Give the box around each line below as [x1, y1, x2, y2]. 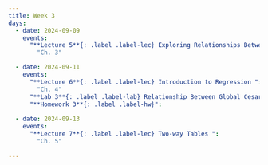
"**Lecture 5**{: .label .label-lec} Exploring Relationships [29, 41, 241, 49]
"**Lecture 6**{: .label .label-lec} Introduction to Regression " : [29, 77, 262, 86]
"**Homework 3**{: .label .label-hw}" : [29, 100, 162, 108]
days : [8, 19, 26, 27]
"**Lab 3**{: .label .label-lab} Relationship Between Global [29, 92, 241, 100]
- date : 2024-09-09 [15, 26, 81, 34]
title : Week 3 [8, 11, 56, 20]
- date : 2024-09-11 [15, 63, 81, 72]
